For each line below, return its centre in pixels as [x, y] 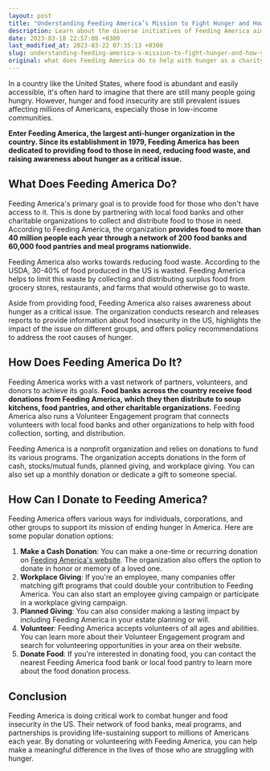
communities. [31, 117]
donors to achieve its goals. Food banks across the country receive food [130, 390]
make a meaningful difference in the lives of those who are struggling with [131, 750]
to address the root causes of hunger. [71, 337]
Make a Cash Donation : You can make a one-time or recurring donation [139, 552]
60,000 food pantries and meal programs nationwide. [100, 246]
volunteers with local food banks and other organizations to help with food [131, 424]
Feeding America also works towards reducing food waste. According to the [134, 261]
